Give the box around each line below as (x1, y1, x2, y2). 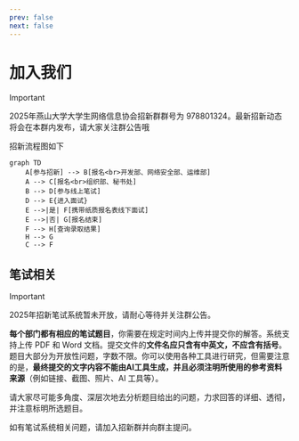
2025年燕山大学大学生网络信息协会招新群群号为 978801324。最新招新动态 (9, 110, 283, 121)
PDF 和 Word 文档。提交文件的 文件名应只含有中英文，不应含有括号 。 (34, 339, 287, 350)
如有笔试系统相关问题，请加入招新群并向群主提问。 (9, 422, 197, 433)
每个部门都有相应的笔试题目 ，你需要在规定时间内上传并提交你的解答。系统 (9, 329, 282, 339)
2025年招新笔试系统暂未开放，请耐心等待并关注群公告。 (9, 309, 216, 321)
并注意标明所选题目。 (9, 403, 87, 414)
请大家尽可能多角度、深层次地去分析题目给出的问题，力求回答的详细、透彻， (9, 392, 290, 403)
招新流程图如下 (9, 141, 64, 151)
